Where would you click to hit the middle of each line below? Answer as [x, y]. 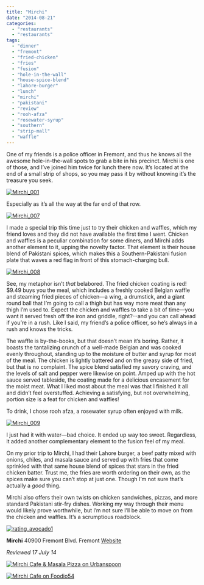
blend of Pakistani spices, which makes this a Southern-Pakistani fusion [97, 253]
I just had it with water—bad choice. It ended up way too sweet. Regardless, [101, 435]
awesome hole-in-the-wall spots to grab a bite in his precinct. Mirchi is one [100, 161]
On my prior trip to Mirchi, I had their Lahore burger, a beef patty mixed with [101, 453]
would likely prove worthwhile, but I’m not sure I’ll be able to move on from [100, 510]
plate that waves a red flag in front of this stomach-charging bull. [88, 260]
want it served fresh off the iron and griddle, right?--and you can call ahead [101, 316]
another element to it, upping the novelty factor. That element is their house [101, 247]
